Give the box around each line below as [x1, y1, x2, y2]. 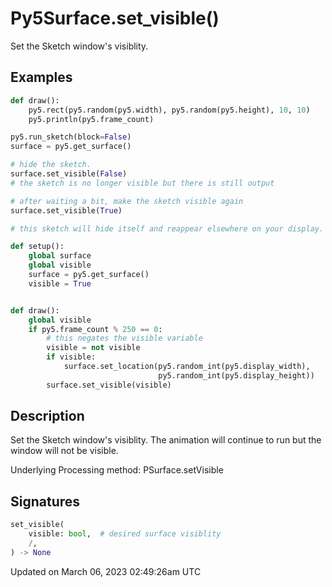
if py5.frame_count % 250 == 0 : [28, 324, 163, 334]
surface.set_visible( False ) [10, 169, 128, 179]
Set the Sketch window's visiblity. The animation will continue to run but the [10, 434, 322, 446]
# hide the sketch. [10, 160, 92, 170]
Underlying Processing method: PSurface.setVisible [10, 464, 224, 476]
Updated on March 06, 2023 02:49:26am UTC [10, 565, 202, 577]
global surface [28, 251, 92, 261]
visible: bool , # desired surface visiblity [28, 529, 222, 539]
